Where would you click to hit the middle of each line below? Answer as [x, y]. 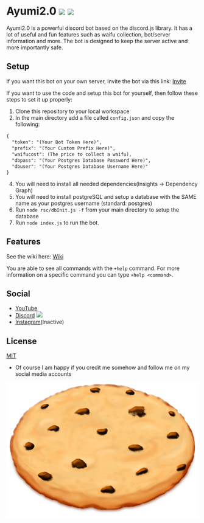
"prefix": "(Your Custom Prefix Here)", [64, 148]
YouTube [26, 308]
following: [27, 124]
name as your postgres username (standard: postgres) [84, 203]
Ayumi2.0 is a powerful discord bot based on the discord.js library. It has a [100, 28]
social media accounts [43, 374]
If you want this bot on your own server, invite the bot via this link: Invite [97, 81]
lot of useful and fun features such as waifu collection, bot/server [88, 34]
